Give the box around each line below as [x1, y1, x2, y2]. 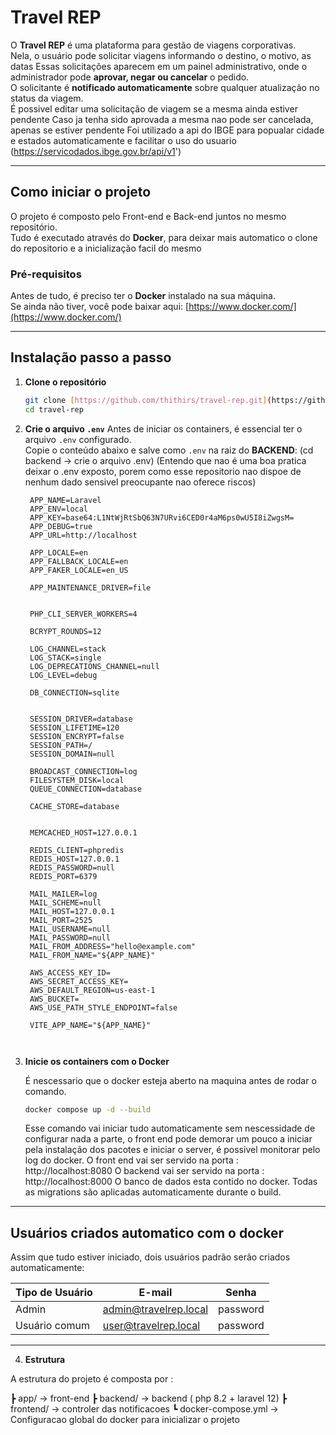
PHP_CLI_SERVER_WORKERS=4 [29, 609, 138, 619]
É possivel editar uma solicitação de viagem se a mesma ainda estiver [10, 102, 298, 115]
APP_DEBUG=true [29, 521, 93, 531]
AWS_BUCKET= [29, 994, 80, 1004]
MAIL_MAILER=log [29, 889, 98, 899]
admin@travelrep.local [102, 1302, 209, 1316]
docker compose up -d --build [24, 1104, 152, 1115]
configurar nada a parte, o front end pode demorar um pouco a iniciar [24, 1133, 313, 1145]
